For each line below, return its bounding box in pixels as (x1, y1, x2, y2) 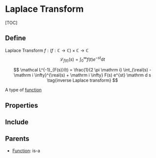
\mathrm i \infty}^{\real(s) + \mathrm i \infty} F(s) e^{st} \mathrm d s (14, 72, 151, 78)
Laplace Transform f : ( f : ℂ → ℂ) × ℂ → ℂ (5, 47, 89, 53)
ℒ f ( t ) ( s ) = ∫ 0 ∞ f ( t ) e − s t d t (59, 55, 105, 63)
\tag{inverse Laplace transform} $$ (47, 77, 118, 83)
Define (5, 34, 26, 42)
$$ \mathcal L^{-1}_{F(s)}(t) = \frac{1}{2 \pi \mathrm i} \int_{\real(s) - (13, 67, 152, 73)
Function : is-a (12, 148, 40, 154)
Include (5, 118, 28, 126)
